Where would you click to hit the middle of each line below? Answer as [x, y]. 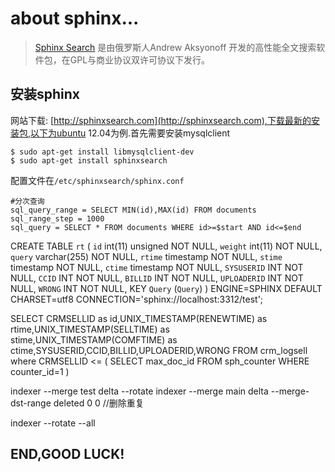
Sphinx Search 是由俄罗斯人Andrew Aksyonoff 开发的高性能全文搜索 [175, 47]
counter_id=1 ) [40, 371]
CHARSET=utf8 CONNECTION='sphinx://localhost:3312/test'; [137, 299]
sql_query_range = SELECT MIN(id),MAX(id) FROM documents [133, 210]
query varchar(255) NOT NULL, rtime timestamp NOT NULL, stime [146, 256]
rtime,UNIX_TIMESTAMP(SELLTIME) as [90, 329]
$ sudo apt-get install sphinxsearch [89, 160]
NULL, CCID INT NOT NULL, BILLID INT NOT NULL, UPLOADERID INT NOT [157, 278]
